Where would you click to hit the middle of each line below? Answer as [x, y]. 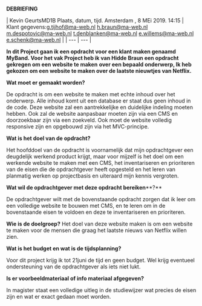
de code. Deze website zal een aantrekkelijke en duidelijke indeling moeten [100, 107]
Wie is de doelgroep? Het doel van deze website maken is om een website [99, 224]
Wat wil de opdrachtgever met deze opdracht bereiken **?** [84, 188]
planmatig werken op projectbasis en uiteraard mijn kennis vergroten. [93, 176]
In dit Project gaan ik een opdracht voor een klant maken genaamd [91, 52]
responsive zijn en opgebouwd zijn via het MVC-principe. [78, 126]
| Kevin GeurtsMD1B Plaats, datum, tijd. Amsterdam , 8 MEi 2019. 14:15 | [95, 20]
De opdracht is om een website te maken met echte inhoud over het [91, 94]
